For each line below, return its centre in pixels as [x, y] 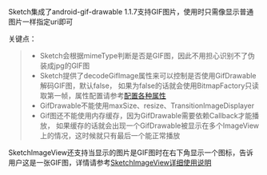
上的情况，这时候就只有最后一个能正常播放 [110, 135]
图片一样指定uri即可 [41, 22]
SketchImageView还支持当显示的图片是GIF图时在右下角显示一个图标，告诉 [131, 153]
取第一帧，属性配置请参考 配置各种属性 [103, 95]
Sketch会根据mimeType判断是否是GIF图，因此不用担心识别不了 [144, 56]
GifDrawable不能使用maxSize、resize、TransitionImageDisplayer [147, 105]
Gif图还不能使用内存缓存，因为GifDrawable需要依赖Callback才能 [146, 115]
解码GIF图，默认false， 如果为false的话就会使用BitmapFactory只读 [149, 86]
